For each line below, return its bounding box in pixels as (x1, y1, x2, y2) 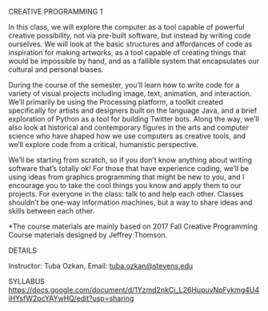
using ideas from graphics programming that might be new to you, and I (8, 172, 245, 181)
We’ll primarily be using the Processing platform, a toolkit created (8, 98, 224, 106)
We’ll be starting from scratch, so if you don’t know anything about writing (8, 155, 253, 165)
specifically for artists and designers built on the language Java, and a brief (8, 106, 258, 115)
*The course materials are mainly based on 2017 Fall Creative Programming (8, 221, 258, 231)
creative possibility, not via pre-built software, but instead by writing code (8, 31, 252, 40)
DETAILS (8, 245, 38, 255)
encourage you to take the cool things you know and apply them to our (8, 181, 242, 190)
